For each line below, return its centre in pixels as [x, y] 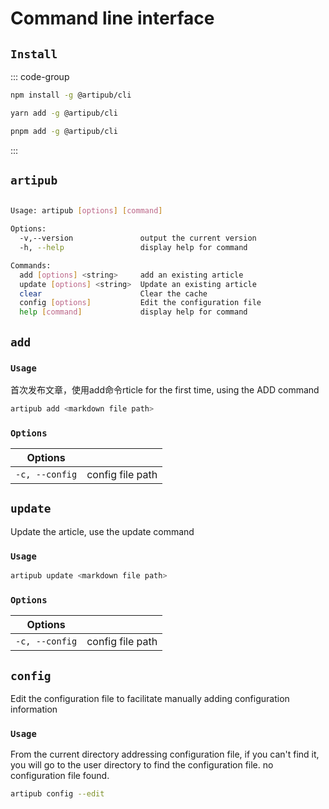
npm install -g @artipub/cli [71, 95]
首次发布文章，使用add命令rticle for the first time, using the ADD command [165, 389]
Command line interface [112, 18]
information [34, 709]
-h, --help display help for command [133, 248]
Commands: [31, 265]
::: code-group [40, 76]
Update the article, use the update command [102, 531]
